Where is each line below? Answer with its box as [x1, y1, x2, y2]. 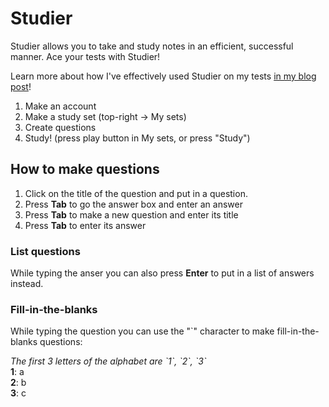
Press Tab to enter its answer [24, 219, 147, 231]
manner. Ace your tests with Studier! [10, 50, 161, 62]
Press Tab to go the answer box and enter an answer [24, 198, 243, 210]
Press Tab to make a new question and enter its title [24, 208, 239, 221]
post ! [10, 80, 32, 92]
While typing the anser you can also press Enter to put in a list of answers [10, 267, 315, 279]
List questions [10, 244, 81, 258]
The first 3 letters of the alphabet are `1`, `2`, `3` [10, 355, 207, 367]
